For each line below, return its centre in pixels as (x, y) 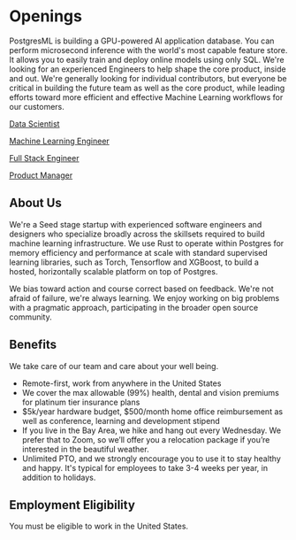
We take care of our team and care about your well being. (114, 366)
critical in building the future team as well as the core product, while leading (147, 88)
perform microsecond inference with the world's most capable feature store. (148, 50)
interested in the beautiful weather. (85, 449)
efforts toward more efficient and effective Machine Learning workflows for (146, 97)
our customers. (37, 106)
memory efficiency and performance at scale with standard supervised (138, 252)
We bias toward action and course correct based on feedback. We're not (141, 289)
